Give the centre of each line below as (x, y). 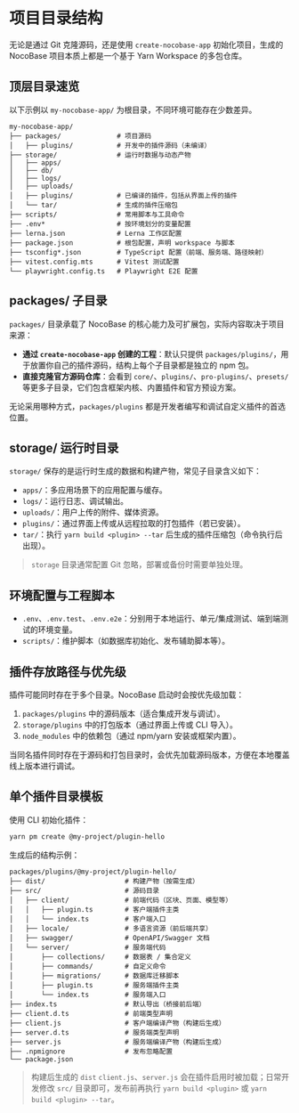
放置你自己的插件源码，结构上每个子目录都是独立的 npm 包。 (141, 365)
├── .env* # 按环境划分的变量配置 (100, 223)
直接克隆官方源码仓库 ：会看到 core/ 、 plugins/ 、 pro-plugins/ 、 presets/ (155, 376)
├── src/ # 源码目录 (85, 890)
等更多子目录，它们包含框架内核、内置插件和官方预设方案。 (131, 387)
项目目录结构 (57, 18)
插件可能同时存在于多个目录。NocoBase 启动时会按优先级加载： (127, 695)
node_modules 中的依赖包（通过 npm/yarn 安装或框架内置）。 (132, 736)
